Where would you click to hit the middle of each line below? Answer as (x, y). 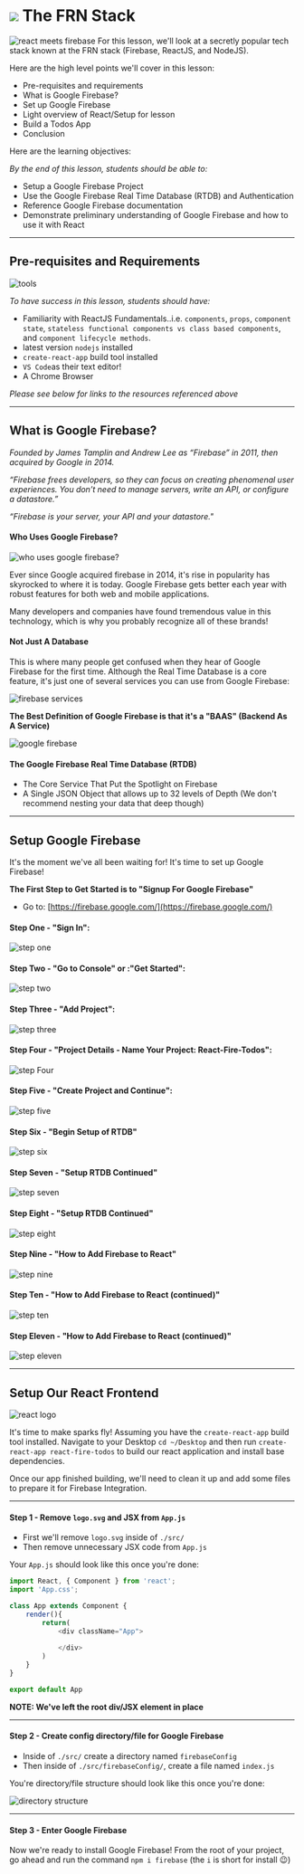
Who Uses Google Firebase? (64, 537)
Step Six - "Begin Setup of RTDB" (73, 1131)
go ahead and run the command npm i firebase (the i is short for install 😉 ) (150, 1860)
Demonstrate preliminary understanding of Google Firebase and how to (155, 214)
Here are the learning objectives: (70, 151)
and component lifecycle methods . (86, 338)
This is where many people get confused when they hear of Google (135, 661)
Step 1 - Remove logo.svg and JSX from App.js (98, 1517)
